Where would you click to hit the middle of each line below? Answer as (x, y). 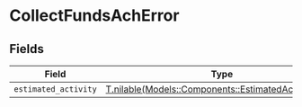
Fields (27, 49)
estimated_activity (55, 89)
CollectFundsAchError (94, 16)
